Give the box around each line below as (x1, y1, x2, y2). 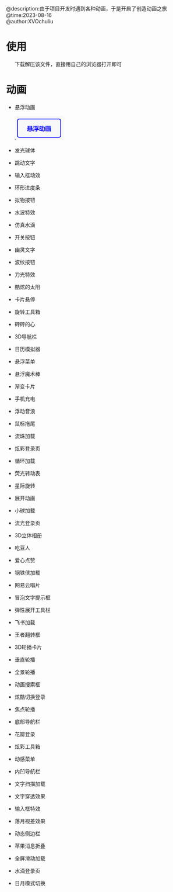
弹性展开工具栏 (14, 606, 51, 613)
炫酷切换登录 (14, 693, 45, 700)
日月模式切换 (14, 879, 45, 887)
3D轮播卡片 (14, 644, 43, 651)
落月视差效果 (14, 817, 45, 824)
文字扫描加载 (14, 780, 45, 787)
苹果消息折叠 (14, 842, 45, 849)
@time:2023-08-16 (6, 12, 52, 19)
